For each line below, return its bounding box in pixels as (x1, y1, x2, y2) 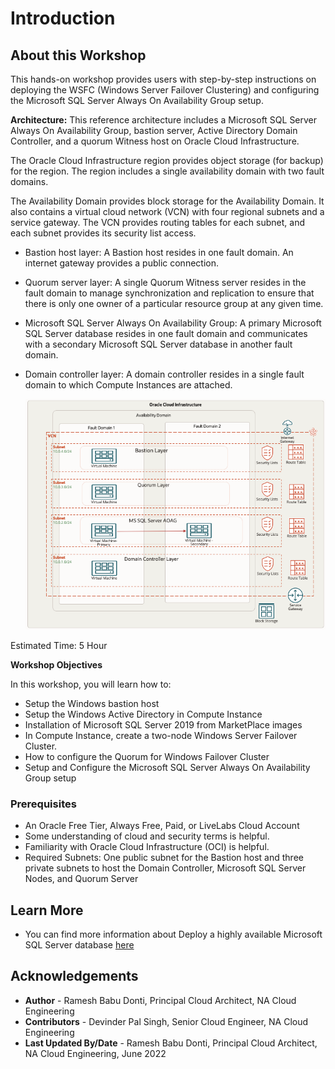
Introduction (10, 7, 116, 30)
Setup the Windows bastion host (24, 697, 160, 709)
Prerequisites (10, 797, 77, 811)
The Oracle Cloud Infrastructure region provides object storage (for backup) (10, 155, 324, 166)
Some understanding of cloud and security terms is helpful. (24, 830, 270, 842)
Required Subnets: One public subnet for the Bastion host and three (24, 852, 304, 864)
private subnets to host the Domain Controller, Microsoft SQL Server (24, 862, 307, 874)
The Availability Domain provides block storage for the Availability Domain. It (10, 195, 325, 207)
